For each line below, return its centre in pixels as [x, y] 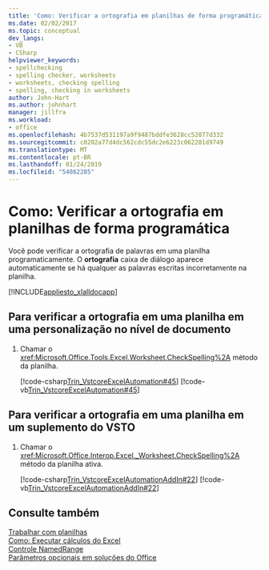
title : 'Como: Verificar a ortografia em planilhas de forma [112, 16]
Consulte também [54, 513]
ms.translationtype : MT [48, 150]
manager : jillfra [37, 113]
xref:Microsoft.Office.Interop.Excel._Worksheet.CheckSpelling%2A [130, 455]
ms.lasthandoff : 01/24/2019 [55, 165]
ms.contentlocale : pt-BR [50, 157]
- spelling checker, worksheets [62, 75]
